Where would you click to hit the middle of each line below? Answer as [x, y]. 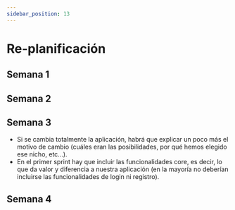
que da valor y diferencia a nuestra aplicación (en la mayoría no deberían [122, 169]
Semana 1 [28, 75]
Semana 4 [29, 199]
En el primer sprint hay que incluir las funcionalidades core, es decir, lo [119, 162]
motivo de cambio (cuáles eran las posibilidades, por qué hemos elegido [122, 147]
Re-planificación [56, 48]
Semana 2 [29, 98]
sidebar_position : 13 [38, 14]
